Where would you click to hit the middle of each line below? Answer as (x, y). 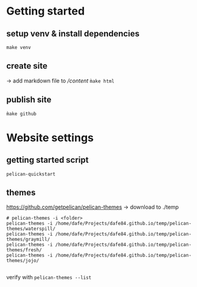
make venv (19, 47)
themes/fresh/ (24, 250)
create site (27, 66)
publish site (29, 100)
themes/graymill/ (28, 240)
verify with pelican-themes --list (49, 277)
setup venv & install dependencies (73, 34)
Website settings (50, 137)
